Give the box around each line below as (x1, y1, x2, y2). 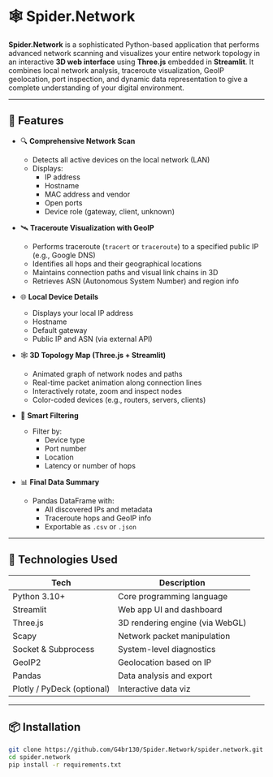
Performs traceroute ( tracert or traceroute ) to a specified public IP (32, 241, 259, 251)
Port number (44, 443, 87, 453)
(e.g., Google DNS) (32, 250, 96, 260)
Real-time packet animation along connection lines (32, 378, 202, 387)
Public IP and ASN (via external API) (32, 334, 153, 343)
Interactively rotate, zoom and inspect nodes (32, 386, 183, 395)
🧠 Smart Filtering (19, 410, 79, 420)
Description (158, 576, 206, 588)
